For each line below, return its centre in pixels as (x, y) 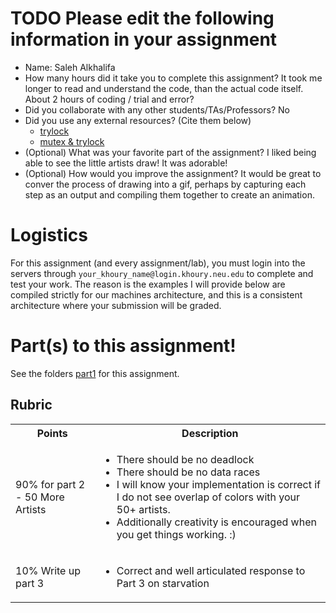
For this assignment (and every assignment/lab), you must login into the (158, 263)
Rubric (31, 405)
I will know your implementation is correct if (219, 484)
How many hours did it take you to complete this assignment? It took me (173, 78)
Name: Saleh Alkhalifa (70, 67)
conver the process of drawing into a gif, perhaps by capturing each (165, 184)
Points (52, 433)
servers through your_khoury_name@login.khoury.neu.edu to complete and (162, 273)
